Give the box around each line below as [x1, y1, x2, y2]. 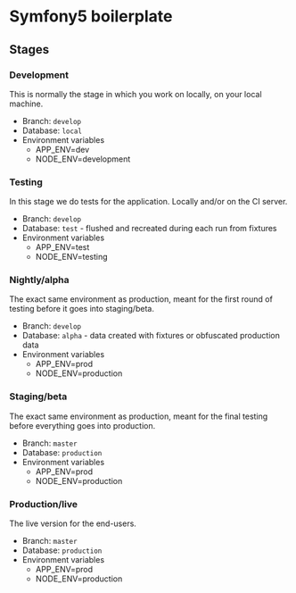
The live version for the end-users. [9, 518, 136, 529]
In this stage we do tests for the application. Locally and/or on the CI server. [9, 196, 288, 207]
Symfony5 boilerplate [9, 6, 173, 27]
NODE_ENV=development [35, 154, 131, 164]
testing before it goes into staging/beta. [9, 304, 154, 314]
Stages [9, 42, 50, 57]
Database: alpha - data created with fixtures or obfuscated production [21, 330, 281, 341]
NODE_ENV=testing [35, 252, 109, 263]
